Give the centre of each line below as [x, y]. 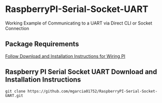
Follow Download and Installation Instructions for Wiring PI [65, 56]
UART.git [14, 95]
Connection [17, 28]
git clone [15, 91]
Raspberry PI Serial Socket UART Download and [81, 72]
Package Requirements [42, 44]
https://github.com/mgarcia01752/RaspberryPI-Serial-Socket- [92, 91]
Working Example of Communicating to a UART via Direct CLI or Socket [79, 23]
